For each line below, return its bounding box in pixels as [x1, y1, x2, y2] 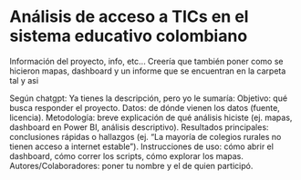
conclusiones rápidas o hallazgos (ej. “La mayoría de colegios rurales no [9, 131, 282, 142]
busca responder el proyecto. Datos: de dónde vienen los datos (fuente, [9, 102, 280, 113]
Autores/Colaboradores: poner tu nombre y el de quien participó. [9, 160, 254, 171]
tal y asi [9, 75, 39, 85]
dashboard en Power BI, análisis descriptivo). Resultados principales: [9, 121, 269, 133]
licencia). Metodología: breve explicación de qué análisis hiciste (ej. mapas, [9, 112, 293, 123]
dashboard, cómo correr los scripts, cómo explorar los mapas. [9, 150, 244, 161]
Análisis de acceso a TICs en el [9, 6, 249, 27]
